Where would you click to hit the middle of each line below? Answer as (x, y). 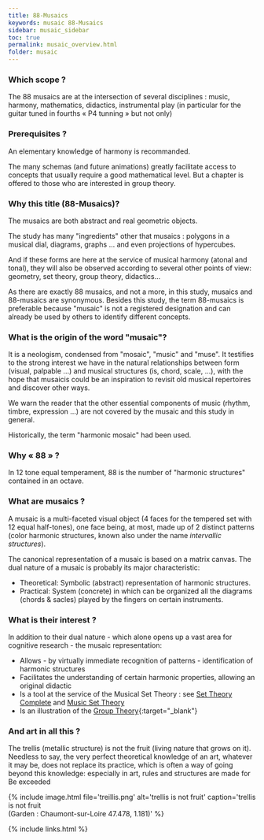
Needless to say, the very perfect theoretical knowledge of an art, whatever (130, 756)
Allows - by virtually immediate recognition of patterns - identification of (136, 661)
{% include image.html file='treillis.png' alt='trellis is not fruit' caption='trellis (132, 797)
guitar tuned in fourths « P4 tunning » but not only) (90, 113)
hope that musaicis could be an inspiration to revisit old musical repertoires (130, 380)
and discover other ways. (49, 388)
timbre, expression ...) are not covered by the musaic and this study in (121, 411)
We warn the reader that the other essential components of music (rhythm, (129, 403)
